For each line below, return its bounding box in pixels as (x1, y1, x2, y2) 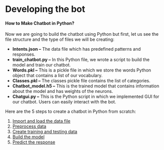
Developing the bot (5, 3, 85, 15)
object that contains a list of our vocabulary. (12, 73, 103, 78)
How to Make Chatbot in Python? (5, 20, 75, 26)
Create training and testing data (12, 129, 78, 135)
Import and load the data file (12, 118, 71, 124)
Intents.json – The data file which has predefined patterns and (12, 46, 141, 52)
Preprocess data (12, 123, 46, 130)
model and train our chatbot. (12, 62, 71, 68)
